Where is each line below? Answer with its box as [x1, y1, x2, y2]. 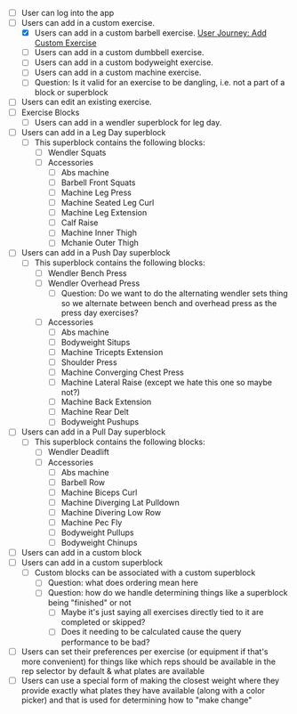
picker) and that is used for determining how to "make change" [20, 694, 253, 705]
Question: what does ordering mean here [47, 578, 199, 588]
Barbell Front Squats [60, 177, 136, 188]
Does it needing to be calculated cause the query [60, 627, 242, 637]
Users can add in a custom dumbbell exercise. [34, 47, 205, 58]
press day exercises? [60, 307, 139, 318]
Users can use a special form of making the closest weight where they [20, 675, 280, 686]
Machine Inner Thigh [60, 227, 137, 239]
